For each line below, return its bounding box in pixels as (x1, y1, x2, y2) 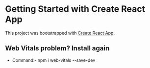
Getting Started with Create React (5, 3, 146, 15)
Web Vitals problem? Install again (5, 44, 110, 52)
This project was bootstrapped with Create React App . (5, 30, 115, 36)
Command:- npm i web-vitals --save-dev (12, 57, 96, 63)
